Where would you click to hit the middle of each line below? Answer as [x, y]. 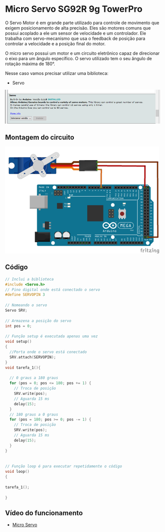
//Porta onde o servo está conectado [48, 352]
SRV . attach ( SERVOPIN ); [33, 357]
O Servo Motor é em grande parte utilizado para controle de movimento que [82, 23]
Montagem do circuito [40, 137]
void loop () [17, 472]
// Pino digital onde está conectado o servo [52, 289]
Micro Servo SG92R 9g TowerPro [74, 9]
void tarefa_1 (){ [23, 368]
